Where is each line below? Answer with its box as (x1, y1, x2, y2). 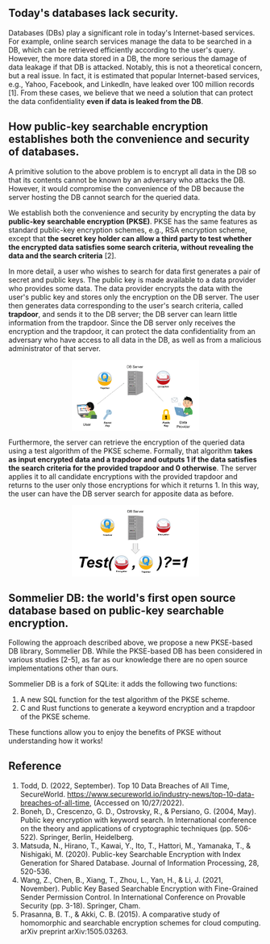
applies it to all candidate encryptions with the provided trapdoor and (8, 472, 238, 482)
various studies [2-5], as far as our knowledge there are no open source (8, 654, 248, 664)
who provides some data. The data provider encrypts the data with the (8, 283, 243, 293)
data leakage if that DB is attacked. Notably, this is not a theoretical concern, (8, 62, 263, 72)
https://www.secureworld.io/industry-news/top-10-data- (67, 789, 255, 799)
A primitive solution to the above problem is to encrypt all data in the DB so (8, 166, 257, 176)
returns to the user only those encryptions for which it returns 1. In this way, (8, 480, 260, 491)
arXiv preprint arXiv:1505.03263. (19, 926, 129, 936)
